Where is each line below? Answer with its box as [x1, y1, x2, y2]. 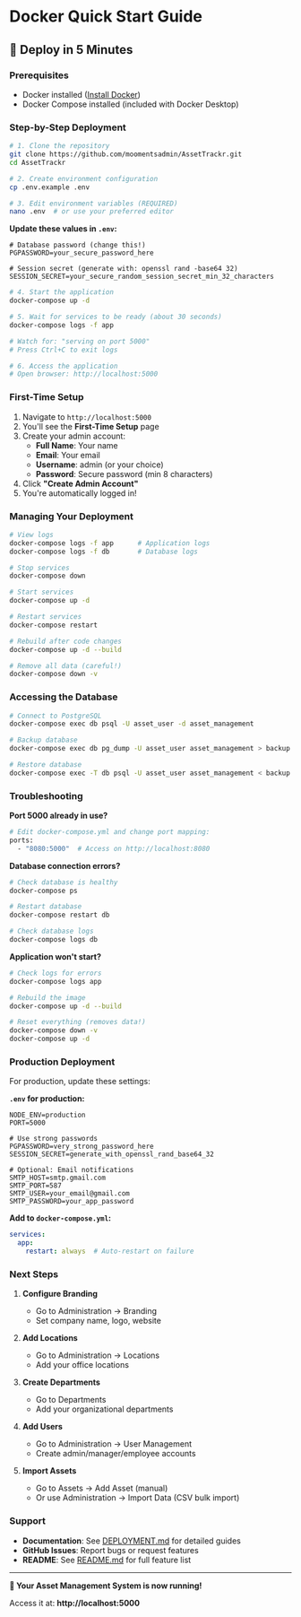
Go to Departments [35, 1395, 107, 1405]
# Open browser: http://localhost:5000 [9, 369, 159, 378]
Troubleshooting [9, 789, 83, 802]
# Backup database [9, 735, 78, 745]
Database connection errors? [9, 860, 121, 871]
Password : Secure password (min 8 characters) [35, 468, 213, 479]
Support [9, 1515, 47, 1527]
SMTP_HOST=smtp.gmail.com [9, 1173, 106, 1183]
